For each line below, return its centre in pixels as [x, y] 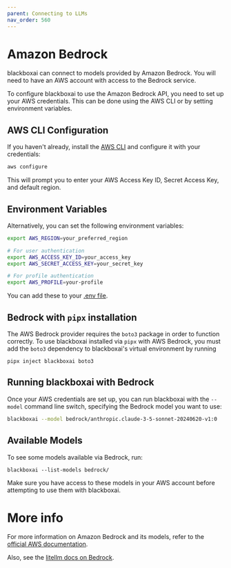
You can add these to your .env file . [58, 296]
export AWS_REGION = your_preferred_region [68, 238]
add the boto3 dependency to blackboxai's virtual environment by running [112, 349]
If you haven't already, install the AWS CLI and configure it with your [104, 147]
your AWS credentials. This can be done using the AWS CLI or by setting [110, 101]
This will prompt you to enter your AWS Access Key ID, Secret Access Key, [113, 180]
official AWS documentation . [48, 544]
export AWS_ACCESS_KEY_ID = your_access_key [69, 257]
